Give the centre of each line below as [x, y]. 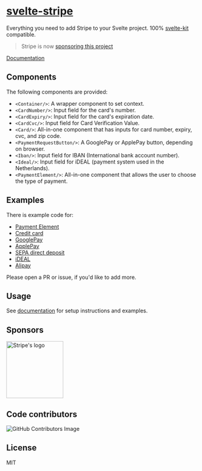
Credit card [29, 233]
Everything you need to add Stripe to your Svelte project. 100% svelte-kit [98, 28]
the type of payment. [41, 181]
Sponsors [25, 330]
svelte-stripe [40, 11]
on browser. [30, 149]
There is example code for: [40, 215]
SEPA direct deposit [40, 252]
